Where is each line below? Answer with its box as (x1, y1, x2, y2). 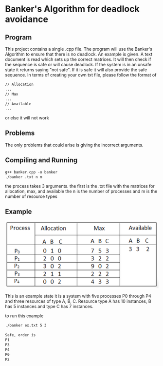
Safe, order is (5, 333, 36, 338)
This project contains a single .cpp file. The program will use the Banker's (5, 46, 152, 52)
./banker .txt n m (5, 174, 42, 179)
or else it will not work (5, 115, 50, 120)
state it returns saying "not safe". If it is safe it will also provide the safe (5, 67, 147, 73)
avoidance (5, 14, 49, 25)
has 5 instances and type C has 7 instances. (5, 304, 93, 309)
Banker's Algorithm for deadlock (5, 3, 140, 15)
